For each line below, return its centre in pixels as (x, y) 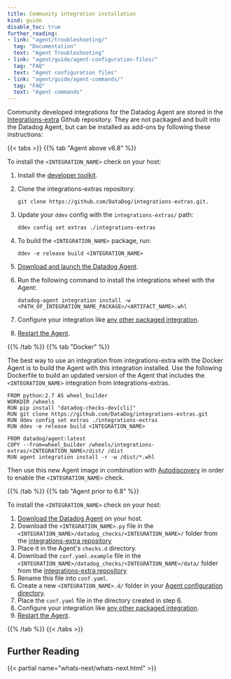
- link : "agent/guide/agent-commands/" (65, 79)
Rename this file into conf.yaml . (63, 578)
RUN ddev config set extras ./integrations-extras (83, 421)
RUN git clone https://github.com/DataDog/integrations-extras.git (108, 414)
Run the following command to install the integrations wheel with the (116, 280)
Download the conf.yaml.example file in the (79, 556)
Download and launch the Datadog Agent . (78, 267)
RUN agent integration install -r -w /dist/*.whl (81, 457)
